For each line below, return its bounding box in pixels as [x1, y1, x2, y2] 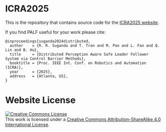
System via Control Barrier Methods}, [5, 56, 86, 61]
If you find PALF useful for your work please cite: [5, 29, 106, 35]
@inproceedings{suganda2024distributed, [5, 38, 91, 44]
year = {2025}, [9, 69, 52, 74]
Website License [5, 95, 76, 106]
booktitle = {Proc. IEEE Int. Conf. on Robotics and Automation [9, 60, 146, 65]
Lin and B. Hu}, [5, 47, 39, 52]
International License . [5, 122, 50, 128]
